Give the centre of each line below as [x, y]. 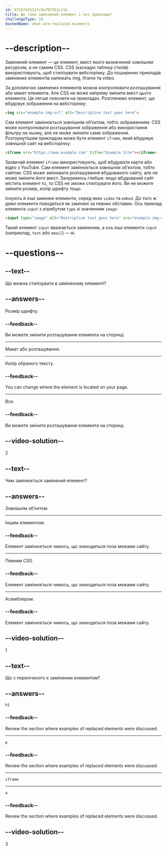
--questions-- [34, 253]
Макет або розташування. [33, 349]
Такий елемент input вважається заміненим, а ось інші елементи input [81, 227]
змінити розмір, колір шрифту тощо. [43, 188]
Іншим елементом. [25, 522]
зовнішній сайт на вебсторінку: [38, 144]
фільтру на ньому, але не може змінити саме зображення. [67, 133]
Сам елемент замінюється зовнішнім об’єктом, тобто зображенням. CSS [83, 122]
